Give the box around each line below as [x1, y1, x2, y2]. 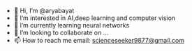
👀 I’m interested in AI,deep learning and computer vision [13, 14, 176, 22]
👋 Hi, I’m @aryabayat [13, 7, 75, 14]
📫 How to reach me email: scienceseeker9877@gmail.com [13, 37, 185, 44]
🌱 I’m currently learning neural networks [13, 21, 130, 29]
